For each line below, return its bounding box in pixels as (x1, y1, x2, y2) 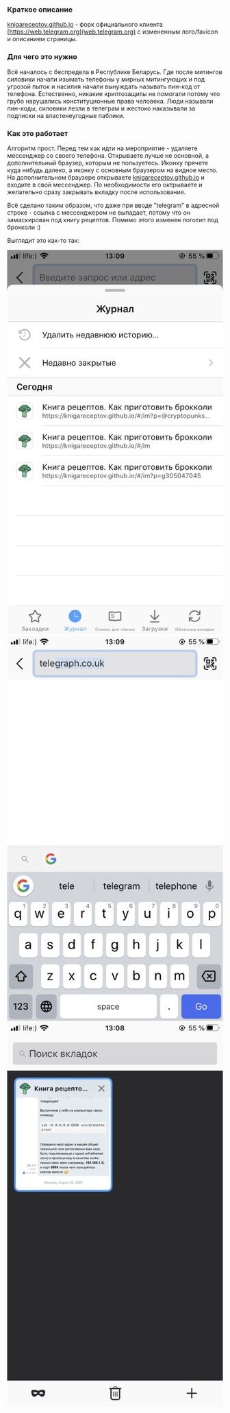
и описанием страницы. (7, 35, 77, 43)
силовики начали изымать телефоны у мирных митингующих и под (7, 75, 205, 83)
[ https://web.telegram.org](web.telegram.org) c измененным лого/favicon (7, 27, 218, 36)
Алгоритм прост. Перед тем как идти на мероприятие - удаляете (7, 144, 198, 152)
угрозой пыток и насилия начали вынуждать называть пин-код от (7, 82, 201, 91)
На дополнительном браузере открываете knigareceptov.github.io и (7, 173, 205, 181)
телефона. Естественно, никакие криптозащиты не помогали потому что (7, 89, 220, 97)
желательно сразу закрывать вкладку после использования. (7, 187, 186, 196)
